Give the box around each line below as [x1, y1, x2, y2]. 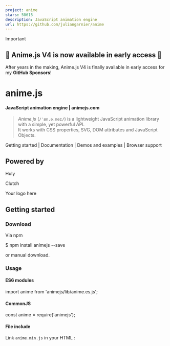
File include [5, 323, 31, 330]
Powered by [5, 157, 45, 166]
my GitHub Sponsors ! [5, 70, 52, 76]
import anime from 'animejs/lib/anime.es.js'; [5, 289, 98, 295]
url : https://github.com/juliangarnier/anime [5, 21, 104, 27]
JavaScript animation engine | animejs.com [5, 104, 100, 110]
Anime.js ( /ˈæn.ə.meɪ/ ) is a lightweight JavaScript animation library [17, 116, 160, 122]
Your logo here [5, 190, 37, 197]
